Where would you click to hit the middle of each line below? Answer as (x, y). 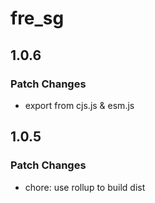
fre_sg (37, 18)
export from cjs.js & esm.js (79, 105)
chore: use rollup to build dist (85, 187)
